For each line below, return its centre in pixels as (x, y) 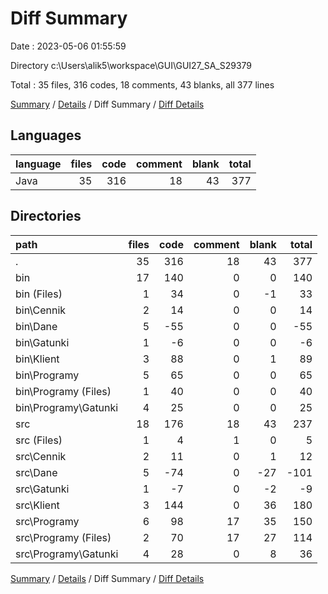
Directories (46, 216)
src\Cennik (41, 456)
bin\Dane (36, 326)
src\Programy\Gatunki (67, 554)
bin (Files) (39, 294)
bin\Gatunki (42, 342)
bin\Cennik (41, 310)
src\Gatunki (42, 489)
